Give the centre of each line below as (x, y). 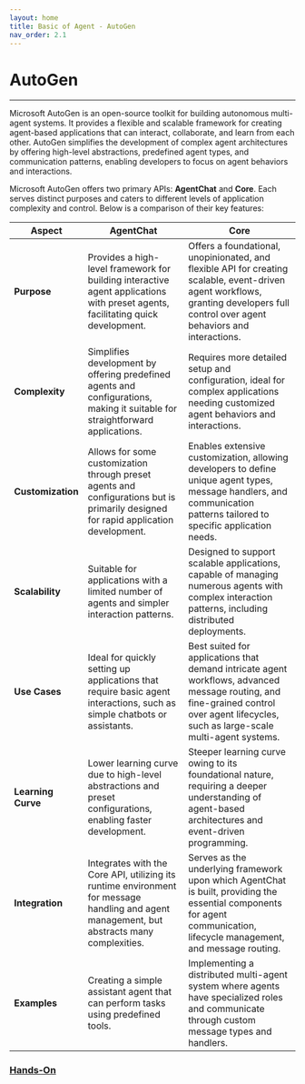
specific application (230, 526)
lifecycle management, (236, 938)
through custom (221, 1020)
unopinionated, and (229, 257)
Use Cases (38, 692)
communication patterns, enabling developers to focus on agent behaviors (149, 162)
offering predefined (129, 375)
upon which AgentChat (237, 880)
